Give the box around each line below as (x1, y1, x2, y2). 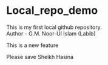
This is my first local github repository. (6, 23, 102, 31)
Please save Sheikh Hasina (6, 53, 74, 60)
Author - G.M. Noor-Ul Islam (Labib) (6, 29, 96, 37)
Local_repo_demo (6, 4, 98, 17)
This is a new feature (6, 42, 59, 49)
